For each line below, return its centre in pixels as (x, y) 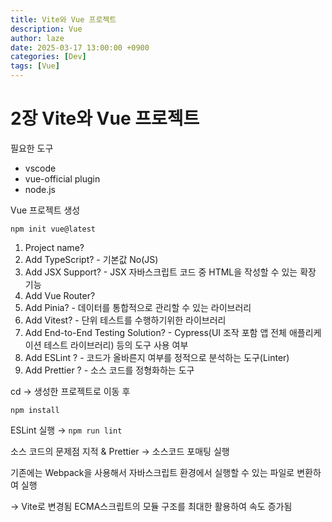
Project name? (54, 247)
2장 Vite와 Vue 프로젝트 (105, 118)
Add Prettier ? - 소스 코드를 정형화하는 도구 (109, 370)
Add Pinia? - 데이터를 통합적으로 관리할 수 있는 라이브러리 (138, 307)
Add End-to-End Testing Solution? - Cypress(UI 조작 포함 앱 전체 (155, 332)
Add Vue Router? (60, 295)
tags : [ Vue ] (35, 66)
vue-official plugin (62, 178)
